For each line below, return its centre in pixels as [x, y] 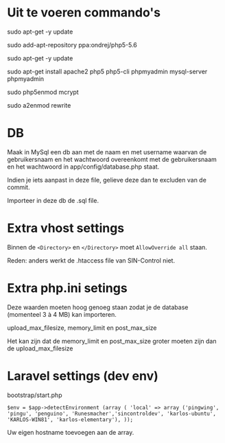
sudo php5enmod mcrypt [43, 92]
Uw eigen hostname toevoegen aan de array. [71, 432]
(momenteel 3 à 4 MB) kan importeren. [62, 314]
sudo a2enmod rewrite [39, 105]
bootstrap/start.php [35, 395]
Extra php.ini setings [68, 288]
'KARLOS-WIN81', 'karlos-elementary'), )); [70, 420]
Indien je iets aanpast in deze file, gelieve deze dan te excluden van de [107, 180]
